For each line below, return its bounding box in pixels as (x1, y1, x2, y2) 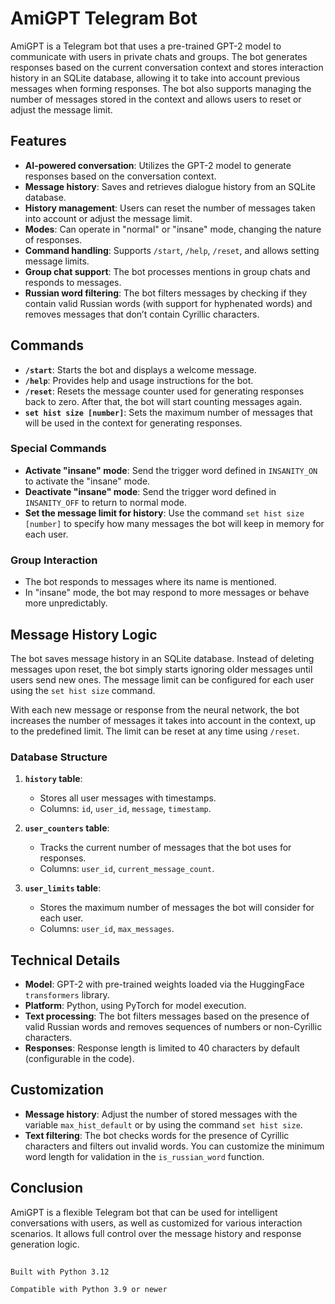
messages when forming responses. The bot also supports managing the (10, 82, 312, 94)
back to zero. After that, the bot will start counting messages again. (24, 395, 303, 407)
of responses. (24, 233, 83, 246)
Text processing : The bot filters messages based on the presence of (24, 1010, 310, 1022)
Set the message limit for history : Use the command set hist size (24, 507, 305, 519)
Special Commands (10, 442, 107, 456)
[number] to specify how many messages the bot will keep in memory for (24, 517, 325, 529)
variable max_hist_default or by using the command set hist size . (24, 1118, 303, 1131)
